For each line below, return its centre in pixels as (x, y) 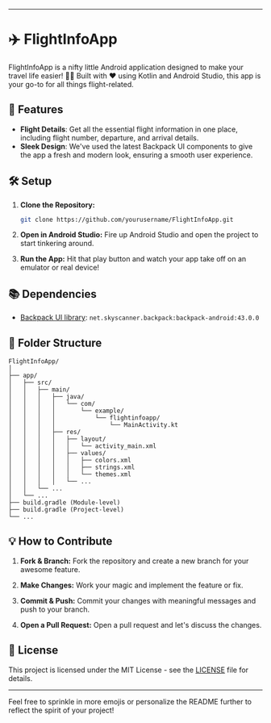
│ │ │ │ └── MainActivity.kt (94, 425)
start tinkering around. (57, 244)
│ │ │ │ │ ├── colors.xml (70, 461)
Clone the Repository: (57, 205)
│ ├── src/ (30, 383)
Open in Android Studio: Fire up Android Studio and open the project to (139, 235)
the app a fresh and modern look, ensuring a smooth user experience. (136, 155)
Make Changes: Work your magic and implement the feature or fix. (131, 585)
